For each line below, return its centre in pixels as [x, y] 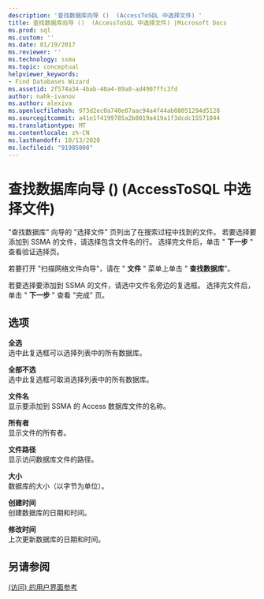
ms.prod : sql [30, 30]
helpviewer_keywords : [44, 74]
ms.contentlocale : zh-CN [49, 133]
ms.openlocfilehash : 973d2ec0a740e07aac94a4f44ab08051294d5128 [114, 111]
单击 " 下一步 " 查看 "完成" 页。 [58, 295]
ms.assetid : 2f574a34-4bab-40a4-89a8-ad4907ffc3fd [93, 89]
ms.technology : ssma [42, 60]
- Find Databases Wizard [49, 81]
